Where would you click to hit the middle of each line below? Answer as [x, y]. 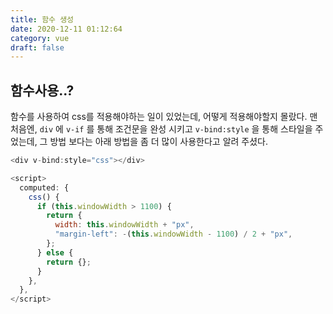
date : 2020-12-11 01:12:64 [66, 29]
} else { [55, 252]
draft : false [37, 47]
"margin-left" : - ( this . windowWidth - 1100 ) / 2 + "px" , [173, 234]
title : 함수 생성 [42, 19]
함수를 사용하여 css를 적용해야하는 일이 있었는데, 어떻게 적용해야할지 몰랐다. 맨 [164, 117]
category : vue [40, 38]
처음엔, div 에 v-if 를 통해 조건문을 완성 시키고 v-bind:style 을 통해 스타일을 [161, 129]
